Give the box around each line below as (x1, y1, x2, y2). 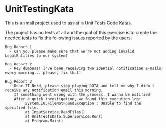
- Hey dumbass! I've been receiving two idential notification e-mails (9, 66, 162, 71)
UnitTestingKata (5, 3, 74, 15)
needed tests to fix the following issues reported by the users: (5, 35, 132, 41)
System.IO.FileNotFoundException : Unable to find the (25, 101, 141, 106)
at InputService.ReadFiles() (25, 109, 85, 115)
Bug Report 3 (5, 79, 32, 84)
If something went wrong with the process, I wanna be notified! (14, 92, 153, 97)
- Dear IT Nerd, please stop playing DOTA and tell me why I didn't (9, 83, 155, 88)
